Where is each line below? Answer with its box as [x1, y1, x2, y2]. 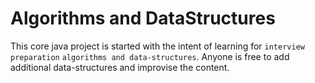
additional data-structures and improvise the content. [10, 61, 230, 73]
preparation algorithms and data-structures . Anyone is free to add [10, 50, 290, 62]
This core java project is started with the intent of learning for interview [10, 40, 305, 52]
